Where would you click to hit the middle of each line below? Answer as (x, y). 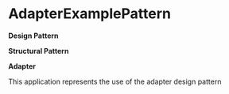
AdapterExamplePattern (89, 14)
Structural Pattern (39, 51)
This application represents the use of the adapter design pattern (115, 81)
